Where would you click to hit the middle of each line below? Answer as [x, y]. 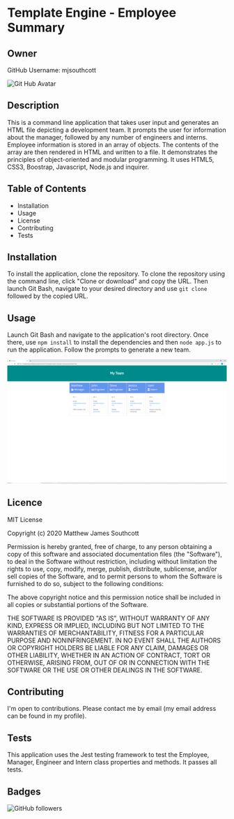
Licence [25, 503]
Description [33, 106]
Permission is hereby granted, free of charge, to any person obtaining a [110, 546]
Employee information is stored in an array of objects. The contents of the [113, 144]
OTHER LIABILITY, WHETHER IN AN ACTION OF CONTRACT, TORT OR [109, 655]
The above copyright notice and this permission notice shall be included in [114, 597]
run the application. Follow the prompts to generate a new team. [99, 350]
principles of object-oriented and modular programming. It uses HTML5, [111, 159]
